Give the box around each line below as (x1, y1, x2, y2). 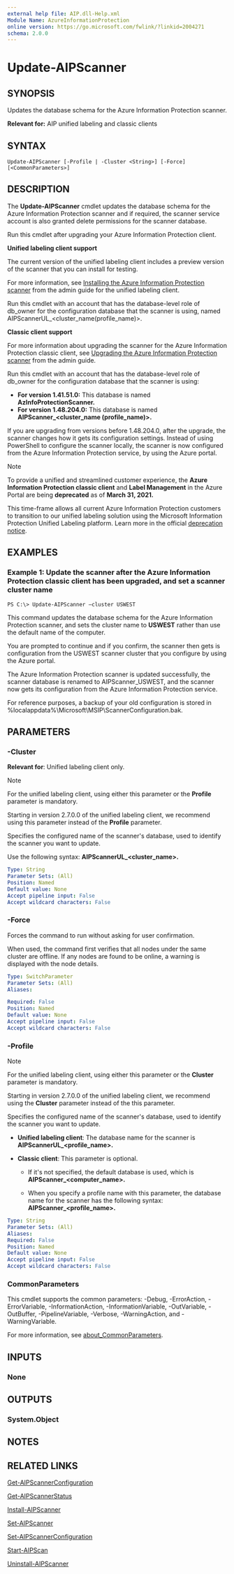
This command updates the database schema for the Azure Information (7, 613, 213, 622)
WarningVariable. (7, 1318, 57, 1326)
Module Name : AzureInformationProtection (7, 17, 130, 24)
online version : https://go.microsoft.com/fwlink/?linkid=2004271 (7, 23, 205, 30)
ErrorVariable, (7, 1302, 47, 1311)
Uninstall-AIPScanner (7, 1559, 69, 1568)
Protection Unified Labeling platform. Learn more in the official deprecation (7, 518, 224, 527)
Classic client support (7, 328, 73, 336)
